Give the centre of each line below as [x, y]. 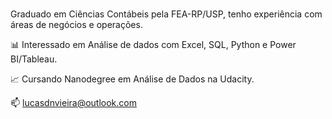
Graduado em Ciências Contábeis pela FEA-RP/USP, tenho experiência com [166, 14]
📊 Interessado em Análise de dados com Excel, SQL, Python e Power [153, 44]
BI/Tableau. [34, 59]
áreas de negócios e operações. [76, 24]
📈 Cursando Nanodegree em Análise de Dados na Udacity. [132, 79]
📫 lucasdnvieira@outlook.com [73, 102]
